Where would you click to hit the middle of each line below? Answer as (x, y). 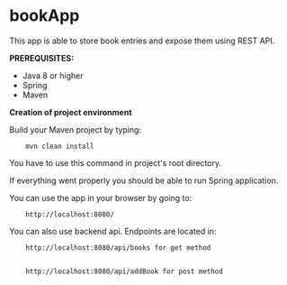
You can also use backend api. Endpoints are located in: (113, 231)
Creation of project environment (71, 112)
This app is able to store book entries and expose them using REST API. (142, 41)
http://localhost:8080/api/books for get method (118, 248)
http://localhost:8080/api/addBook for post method (124, 271)
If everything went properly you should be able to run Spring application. (144, 180)
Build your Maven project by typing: (76, 129)
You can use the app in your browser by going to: (101, 198)
